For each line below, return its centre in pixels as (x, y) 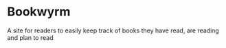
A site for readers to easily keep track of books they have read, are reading (113, 30)
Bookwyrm (39, 12)
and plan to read (30, 37)
